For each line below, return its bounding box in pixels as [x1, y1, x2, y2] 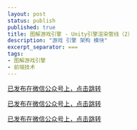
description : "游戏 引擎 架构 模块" [7, 37, 108, 44]
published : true [7, 24, 56, 31]
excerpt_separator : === [7, 44, 78, 51]
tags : [7, 51, 24, 58]
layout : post [7, 10, 46, 18]
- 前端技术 [7, 64, 36, 71]
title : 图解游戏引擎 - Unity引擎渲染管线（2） [7, 30, 133, 38]
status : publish [7, 17, 56, 24]
